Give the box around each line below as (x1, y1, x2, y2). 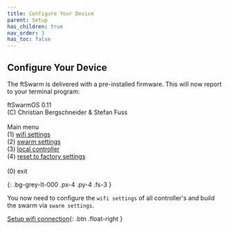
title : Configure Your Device (7, 10, 95, 17)
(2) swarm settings (7, 137, 61, 145)
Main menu (7, 123, 39, 131)
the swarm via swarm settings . (7, 201, 95, 209)
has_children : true (7, 23, 64, 30)
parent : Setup (7, 17, 48, 24)
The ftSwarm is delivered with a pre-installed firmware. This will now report (7, 80, 222, 88)
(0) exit (7, 167, 28, 175)
